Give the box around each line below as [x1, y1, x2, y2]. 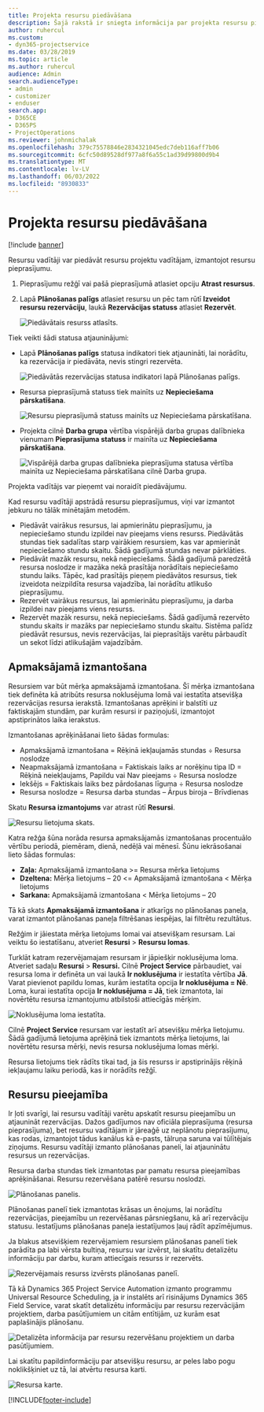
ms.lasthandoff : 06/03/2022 [8, 172, 101, 181]
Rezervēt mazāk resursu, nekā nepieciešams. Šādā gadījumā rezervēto [19, 612, 250, 622]
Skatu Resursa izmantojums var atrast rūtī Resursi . [8, 802, 175, 812]
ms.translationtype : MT [8, 158, 86, 166]
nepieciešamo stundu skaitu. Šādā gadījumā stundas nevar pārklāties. [19, 545, 247, 555]
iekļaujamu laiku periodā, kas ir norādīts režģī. [8, 1065, 157, 1075]
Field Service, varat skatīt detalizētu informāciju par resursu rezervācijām [8, 1301, 245, 1310]
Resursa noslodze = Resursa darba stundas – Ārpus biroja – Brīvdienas [19, 787, 249, 796]
